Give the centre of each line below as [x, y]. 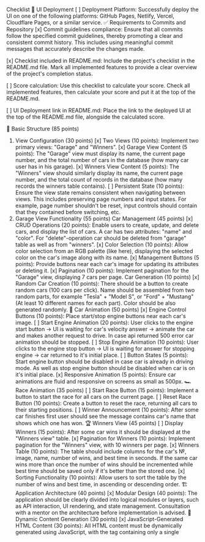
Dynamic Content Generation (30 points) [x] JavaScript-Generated [99, 519]
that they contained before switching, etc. [68, 212]
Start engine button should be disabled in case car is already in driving [104, 362]
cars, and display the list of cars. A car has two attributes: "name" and [103, 232]
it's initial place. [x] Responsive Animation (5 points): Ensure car [95, 374]
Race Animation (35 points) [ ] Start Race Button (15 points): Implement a [107, 390]
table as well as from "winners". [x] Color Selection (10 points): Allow [102, 244]
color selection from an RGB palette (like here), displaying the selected [104, 251]
